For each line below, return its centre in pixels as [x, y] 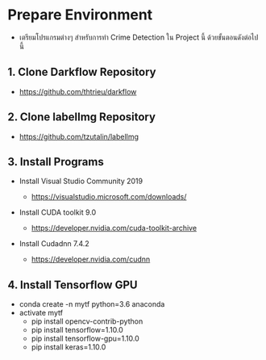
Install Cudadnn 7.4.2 [54, 244]
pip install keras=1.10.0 [69, 347]
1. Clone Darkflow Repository [82, 72]
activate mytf [41, 313]
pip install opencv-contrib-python [87, 321]
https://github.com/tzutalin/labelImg [79, 136]
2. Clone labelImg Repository [82, 117]
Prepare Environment [80, 15]
